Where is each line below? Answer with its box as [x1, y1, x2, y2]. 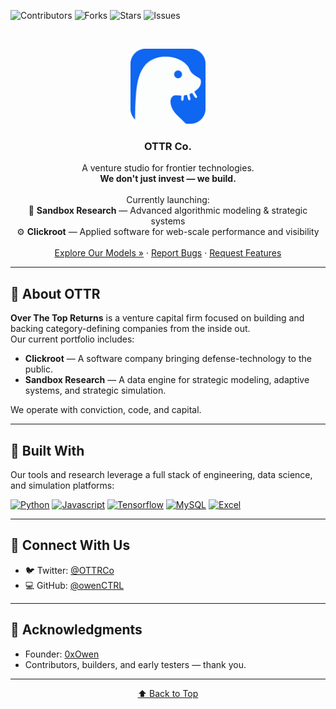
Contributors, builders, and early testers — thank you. [24, 658, 247, 670]
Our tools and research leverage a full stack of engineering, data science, [10, 468, 313, 480]
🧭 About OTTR [10, 285, 101, 302]
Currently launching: [126, 194, 210, 206]
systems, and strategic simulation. [24, 385, 167, 397]
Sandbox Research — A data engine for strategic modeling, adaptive [24, 374, 310, 386]
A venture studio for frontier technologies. [81, 162, 255, 174]
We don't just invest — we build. [99, 173, 237, 185]
